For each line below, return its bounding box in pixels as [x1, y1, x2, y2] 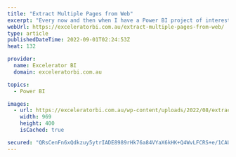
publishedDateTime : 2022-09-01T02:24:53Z [7, 36, 131, 43]
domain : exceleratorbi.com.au [13, 68, 102, 76]
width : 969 [20, 114, 52, 121]
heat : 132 [7, 43, 37, 50]
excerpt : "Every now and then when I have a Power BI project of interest [7, 17, 231, 24]
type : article [7, 29, 49, 37]
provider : [7, 55, 37, 63]
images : [7, 100, 30, 107]
